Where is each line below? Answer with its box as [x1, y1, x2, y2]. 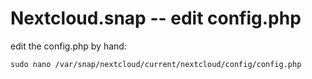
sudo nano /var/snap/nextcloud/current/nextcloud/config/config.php [10, 59, 302, 69]
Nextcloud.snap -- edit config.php [10, 7, 302, 30]
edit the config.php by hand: [10, 40, 127, 52]
